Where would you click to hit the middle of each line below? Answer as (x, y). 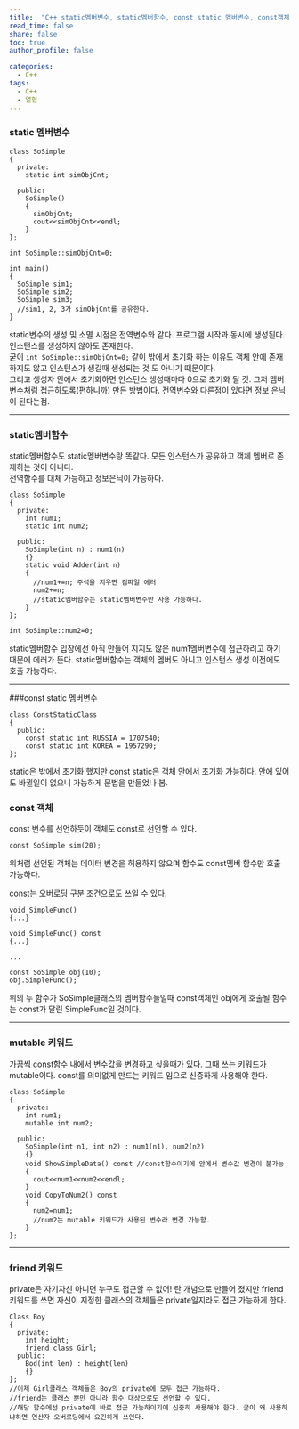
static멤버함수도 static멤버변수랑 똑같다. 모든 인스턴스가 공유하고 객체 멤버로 (142, 456)
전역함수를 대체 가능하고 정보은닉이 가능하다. (87, 478)
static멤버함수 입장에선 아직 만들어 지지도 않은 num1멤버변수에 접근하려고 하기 (145, 649)
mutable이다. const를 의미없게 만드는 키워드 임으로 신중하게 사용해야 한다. (139, 1075)
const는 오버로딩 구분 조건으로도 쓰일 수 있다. (88, 893)
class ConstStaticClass (53, 715)
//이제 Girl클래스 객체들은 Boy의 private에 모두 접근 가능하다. (115, 1388)
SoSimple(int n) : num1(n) (75, 550)
